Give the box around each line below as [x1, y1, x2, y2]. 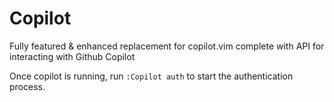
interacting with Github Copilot [9, 50, 136, 62]
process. [9, 80, 46, 92]
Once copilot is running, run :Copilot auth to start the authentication [9, 70, 294, 82]
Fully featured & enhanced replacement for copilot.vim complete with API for [9, 40, 325, 52]
